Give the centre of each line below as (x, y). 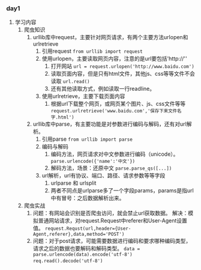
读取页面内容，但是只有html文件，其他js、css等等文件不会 (123, 74)
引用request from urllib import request (92, 51)
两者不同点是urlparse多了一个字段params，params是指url (122, 191)
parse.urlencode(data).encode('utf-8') (83, 255)
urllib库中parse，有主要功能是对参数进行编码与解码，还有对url (110, 124)
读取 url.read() (70, 81)
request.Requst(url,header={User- (88, 229)
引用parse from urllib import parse (87, 139)
